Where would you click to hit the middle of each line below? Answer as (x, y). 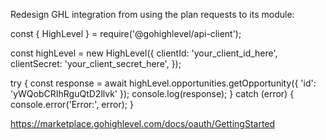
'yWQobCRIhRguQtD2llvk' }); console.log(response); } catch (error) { (152, 93)
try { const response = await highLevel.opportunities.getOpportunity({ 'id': (163, 83)
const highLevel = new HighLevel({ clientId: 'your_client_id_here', (144, 53)
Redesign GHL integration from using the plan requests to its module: (152, 14)
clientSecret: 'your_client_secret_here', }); (96, 63)
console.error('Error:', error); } (72, 104)
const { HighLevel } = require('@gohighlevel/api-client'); (126, 33)
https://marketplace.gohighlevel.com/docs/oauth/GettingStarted (143, 123)
